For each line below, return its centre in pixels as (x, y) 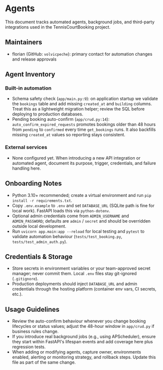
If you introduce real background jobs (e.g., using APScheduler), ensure (84, 337)
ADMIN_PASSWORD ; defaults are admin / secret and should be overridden (81, 221)
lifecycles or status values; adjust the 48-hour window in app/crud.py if (83, 326)
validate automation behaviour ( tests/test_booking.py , (67, 236)
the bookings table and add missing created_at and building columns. (82, 104)
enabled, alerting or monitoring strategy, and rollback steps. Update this (84, 357)
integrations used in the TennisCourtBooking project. (58, 27)
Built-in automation (28, 88)
